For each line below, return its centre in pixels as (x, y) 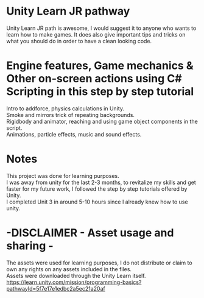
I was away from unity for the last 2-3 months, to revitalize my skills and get (101, 182)
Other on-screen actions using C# (94, 79)
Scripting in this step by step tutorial (100, 92)
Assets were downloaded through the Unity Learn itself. (76, 275)
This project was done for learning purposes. (63, 176)
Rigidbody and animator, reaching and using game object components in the (102, 121)
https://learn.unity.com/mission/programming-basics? (74, 282)
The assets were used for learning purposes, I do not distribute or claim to (100, 263)
